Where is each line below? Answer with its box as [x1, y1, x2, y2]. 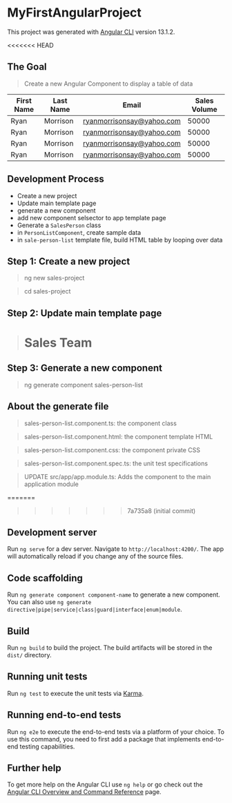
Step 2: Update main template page [7, 307, 162, 319]
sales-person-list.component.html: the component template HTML [23, 432, 213, 441]
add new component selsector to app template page [17, 213, 166, 222]
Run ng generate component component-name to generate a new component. [7, 590, 221, 599]
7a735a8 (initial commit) [127, 506, 196, 515]
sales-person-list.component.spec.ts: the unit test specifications [23, 459, 209, 467]
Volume [191, 104, 217, 114]
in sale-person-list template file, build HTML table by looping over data [17, 235, 223, 244]
